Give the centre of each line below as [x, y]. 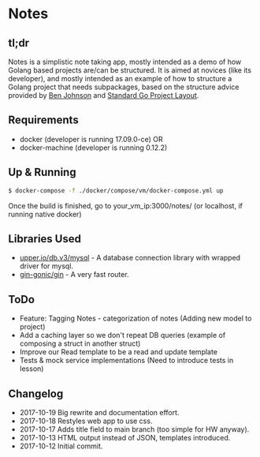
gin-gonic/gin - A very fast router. [74, 275]
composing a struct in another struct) [80, 343]
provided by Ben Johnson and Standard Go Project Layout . [104, 95]
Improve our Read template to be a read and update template [119, 352]
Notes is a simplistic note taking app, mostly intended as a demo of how [125, 62]
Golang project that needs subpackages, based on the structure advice [124, 87]
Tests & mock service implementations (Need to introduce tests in [126, 361]
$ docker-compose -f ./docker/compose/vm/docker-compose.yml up [116, 190]
